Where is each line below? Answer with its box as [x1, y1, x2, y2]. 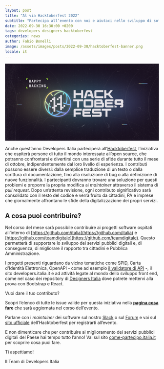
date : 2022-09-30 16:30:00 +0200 [5, 23, 73, 28]
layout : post [5, 8, 32, 13]
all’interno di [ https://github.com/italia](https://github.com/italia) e [5, 230, 138, 236]
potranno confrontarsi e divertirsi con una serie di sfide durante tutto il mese [5, 156, 159, 161]
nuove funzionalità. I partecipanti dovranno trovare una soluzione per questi [5, 177, 158, 183]
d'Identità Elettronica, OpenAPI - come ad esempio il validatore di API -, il [5, 265, 152, 271]
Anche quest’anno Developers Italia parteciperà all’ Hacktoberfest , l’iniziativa [5, 145, 159, 151]
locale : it [5, 49, 27, 54]
